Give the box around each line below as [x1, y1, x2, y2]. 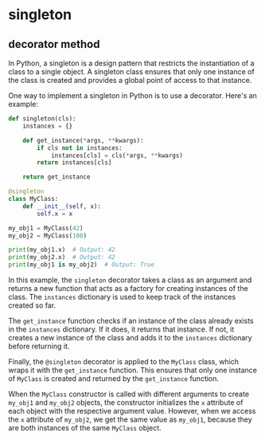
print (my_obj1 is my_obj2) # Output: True [8, 261, 155, 269]
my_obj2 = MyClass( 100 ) [8, 231, 88, 240]
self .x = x [37, 210, 73, 218]
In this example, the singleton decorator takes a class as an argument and [8, 275, 252, 285]
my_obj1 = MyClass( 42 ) [8, 224, 84, 232]
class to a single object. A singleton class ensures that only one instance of [8, 67, 255, 77]
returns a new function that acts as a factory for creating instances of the [8, 284, 248, 293]
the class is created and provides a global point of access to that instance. [8, 76, 252, 84]
